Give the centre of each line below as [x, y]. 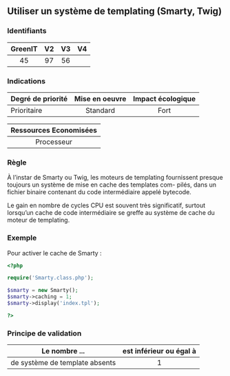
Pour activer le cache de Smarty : [54, 253]
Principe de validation [44, 333]
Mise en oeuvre [101, 98]
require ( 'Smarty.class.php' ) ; [51, 278]
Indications [27, 81]
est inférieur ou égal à [159, 351]
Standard [101, 110]
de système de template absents [63, 363]
